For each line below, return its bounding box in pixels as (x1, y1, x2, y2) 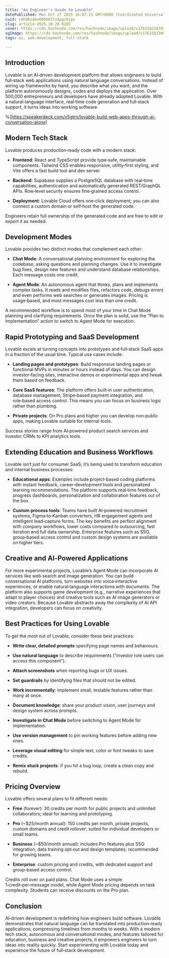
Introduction (5, 58, 45, 67)
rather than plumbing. (12, 403, 58, 409)
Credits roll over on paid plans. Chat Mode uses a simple (5, 876, 122, 882)
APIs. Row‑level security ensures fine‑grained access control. (12, 188, 140, 194)
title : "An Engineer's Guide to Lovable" (5, 7, 94, 13)
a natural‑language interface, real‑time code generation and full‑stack (5, 99, 149, 105)
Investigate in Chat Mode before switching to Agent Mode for (12, 717, 141, 723)
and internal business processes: (5, 466, 74, 472)
